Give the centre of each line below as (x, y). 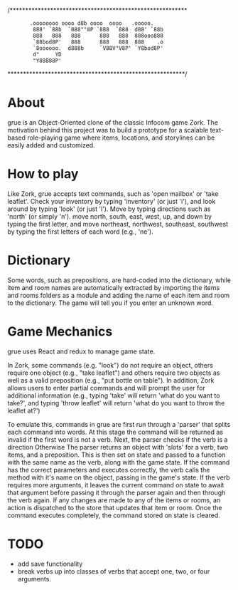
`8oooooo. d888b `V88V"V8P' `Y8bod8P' (98, 48)
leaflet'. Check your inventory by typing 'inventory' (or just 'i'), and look (112, 201)
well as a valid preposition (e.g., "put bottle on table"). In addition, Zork (111, 380)
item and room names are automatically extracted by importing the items (114, 287)
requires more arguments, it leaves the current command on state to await (116, 485)
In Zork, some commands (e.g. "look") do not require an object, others (110, 365)
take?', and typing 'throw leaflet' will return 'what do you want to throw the (116, 403)
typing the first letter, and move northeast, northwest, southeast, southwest (118, 224)
